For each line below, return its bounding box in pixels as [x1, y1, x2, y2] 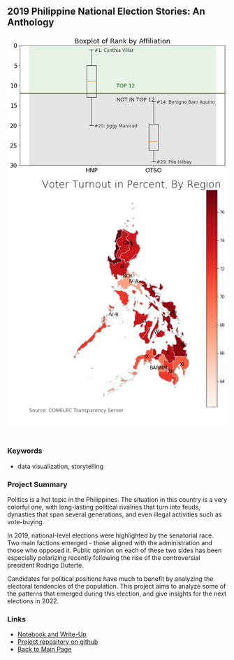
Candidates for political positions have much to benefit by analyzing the [7, 575, 214, 583]
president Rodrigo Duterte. [7, 561, 84, 570]
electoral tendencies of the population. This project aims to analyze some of [7, 582, 226, 591]
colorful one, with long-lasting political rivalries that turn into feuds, [7, 503, 201, 512]
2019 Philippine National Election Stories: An [7, 6, 205, 17]
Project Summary [7, 479, 68, 489]
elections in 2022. [7, 597, 59, 605]
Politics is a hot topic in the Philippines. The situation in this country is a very [7, 496, 228, 504]
